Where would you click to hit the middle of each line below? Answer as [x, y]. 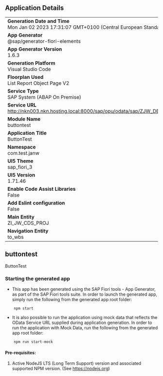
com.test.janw [24, 153]
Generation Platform [32, 63]
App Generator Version [35, 49]
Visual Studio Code [29, 69]
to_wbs [16, 237]
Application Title [27, 133]
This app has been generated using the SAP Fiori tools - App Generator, [84, 289]
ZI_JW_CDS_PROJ [28, 223]
